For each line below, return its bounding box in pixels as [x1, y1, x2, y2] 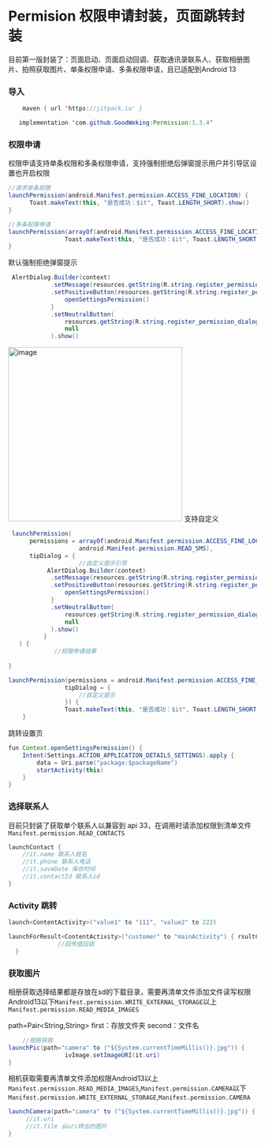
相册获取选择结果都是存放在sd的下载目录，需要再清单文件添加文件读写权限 [8, 987, 251, 996]
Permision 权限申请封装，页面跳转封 [8, 7, 245, 25]
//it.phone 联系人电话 [22, 858, 91, 866]
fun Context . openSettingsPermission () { [8, 744, 144, 752]
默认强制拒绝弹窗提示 [8, 258, 77, 267]
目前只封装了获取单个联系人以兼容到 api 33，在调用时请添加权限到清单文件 [8, 820, 252, 830]
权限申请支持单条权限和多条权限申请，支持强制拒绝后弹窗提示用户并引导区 [8, 159, 250, 168]
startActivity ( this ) [36, 766, 104, 774]
